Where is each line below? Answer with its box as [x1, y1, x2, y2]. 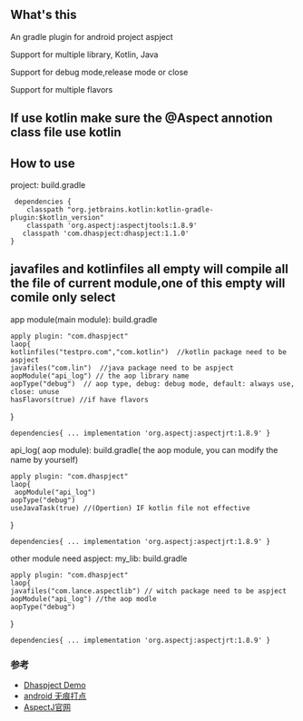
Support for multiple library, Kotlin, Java [10, 49, 159, 60]
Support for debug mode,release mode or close [10, 66, 189, 77]
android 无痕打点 [23, 690, 87, 702]
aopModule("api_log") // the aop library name [10, 371, 190, 380]
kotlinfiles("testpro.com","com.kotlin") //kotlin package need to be [10, 347, 287, 357]
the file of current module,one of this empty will [10, 276, 286, 291]
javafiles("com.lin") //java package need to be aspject [10, 363, 234, 372]
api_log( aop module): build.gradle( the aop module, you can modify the [10, 444, 279, 455]
